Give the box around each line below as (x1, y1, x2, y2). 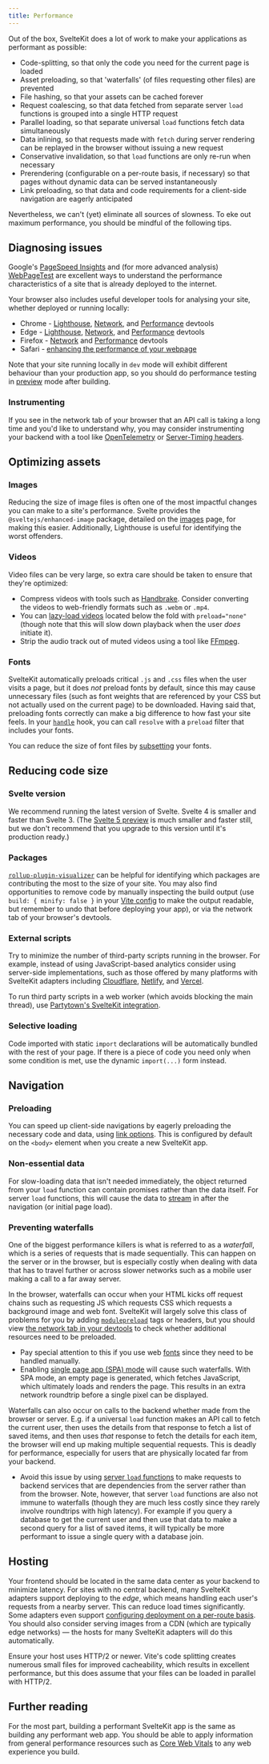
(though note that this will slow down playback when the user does (19, 619, 241, 629)
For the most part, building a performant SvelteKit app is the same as (8, 1721, 236, 1730)
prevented (19, 83, 54, 93)
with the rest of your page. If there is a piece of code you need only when (8, 1047, 251, 1057)
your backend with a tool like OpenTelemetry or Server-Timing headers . (8, 432, 244, 441)
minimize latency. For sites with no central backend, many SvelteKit (8, 1585, 231, 1594)
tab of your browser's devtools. (8, 913, 112, 922)
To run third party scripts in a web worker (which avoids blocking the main (8, 992, 254, 1002)
